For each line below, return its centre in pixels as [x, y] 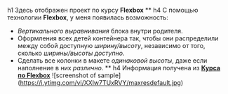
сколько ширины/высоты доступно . [71, 53]
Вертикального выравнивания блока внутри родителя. [100, 31]
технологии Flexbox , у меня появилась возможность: [88, 17]
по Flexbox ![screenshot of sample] [69, 75]
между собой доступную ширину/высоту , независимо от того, [111, 46]
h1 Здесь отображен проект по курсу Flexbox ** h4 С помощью [103, 10]
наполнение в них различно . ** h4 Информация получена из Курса [119, 68]
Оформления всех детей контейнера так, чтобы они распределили [118, 38]
